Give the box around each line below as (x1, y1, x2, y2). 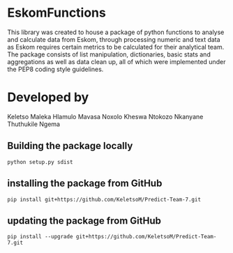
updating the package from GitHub (7, 215, 162, 227)
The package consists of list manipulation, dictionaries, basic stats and (7, 50, 211, 59)
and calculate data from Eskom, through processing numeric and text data (7, 35, 221, 43)
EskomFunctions (7, 5, 106, 21)
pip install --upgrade (7, 233, 73, 240)
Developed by (7, 89, 89, 105)
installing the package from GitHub (7, 178, 163, 190)
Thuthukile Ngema (7, 120, 61, 128)
